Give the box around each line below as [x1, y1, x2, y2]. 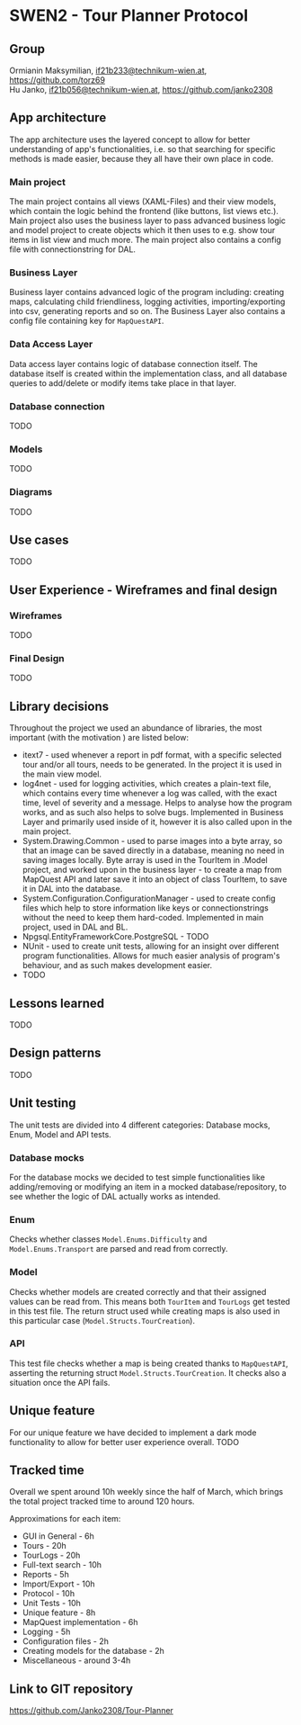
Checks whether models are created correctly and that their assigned [9, 1286, 267, 1297]
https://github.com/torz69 [9, 75, 106, 85]
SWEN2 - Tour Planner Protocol [9, 5, 249, 26]
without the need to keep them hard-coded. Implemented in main [22, 912, 264, 923]
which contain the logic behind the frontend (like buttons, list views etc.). [9, 206, 279, 217]
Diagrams [9, 486, 53, 499]
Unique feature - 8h [22, 1607, 96, 1618]
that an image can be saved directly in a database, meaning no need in [22, 845, 285, 856]
